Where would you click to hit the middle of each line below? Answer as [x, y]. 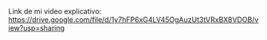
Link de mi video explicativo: [55, 11]
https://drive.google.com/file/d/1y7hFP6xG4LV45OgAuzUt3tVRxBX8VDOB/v [133, 20]
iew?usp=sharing [37, 28]
